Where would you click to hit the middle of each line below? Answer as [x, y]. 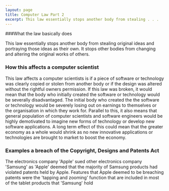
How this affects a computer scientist [52, 67]
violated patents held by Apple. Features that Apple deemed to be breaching [84, 172]
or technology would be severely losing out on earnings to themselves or [81, 105]
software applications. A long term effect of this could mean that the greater [84, 126]
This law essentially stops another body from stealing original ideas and [80, 43]
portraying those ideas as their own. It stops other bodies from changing [80, 49]
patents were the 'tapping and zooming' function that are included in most [82, 177]
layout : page [19, 10]
